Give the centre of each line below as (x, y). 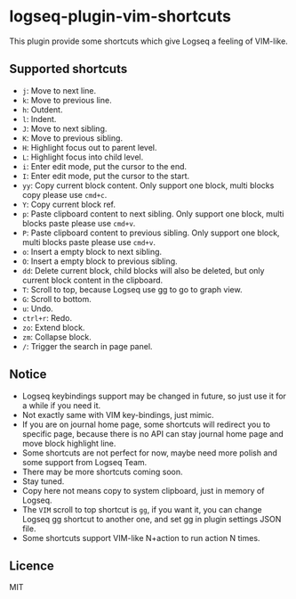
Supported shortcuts (68, 69)
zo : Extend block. (53, 327)
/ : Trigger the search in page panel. (87, 346)
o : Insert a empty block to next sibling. (92, 251)
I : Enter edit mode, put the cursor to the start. (106, 176)
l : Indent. (39, 119)
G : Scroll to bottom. (56, 299)
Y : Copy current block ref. (69, 204)
